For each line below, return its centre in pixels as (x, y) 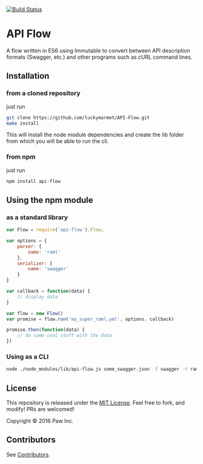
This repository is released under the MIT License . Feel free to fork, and (96, 403)
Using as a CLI (27, 357)
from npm (21, 157)
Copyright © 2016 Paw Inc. (40, 421)
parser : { (30, 246)
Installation (28, 76)
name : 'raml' (44, 252)
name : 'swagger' (48, 269)
